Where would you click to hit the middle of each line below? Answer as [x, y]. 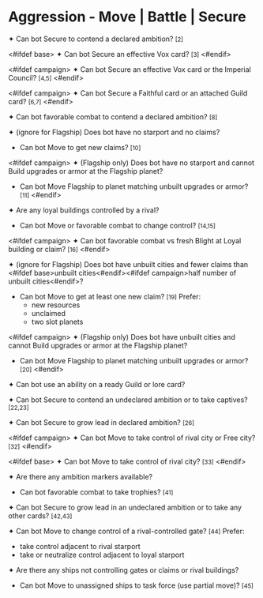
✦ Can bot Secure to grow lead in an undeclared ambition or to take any [125, 507]
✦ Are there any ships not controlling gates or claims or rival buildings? [124, 570]
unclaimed [48, 313]
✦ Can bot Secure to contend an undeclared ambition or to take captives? [128, 400]
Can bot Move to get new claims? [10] [80, 147]
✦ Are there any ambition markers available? [81, 476]
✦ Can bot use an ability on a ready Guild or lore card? [97, 384]
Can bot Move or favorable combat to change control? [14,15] [117, 225]
